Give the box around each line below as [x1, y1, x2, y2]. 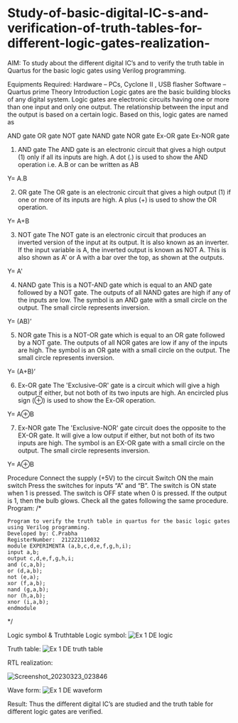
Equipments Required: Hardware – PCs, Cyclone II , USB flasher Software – [7, 80, 227, 88]
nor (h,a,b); [7, 592, 46, 599]
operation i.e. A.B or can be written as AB [17, 160, 139, 168]
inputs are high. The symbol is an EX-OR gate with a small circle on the [17, 438, 225, 447]
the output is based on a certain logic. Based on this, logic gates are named [7, 110, 229, 119]
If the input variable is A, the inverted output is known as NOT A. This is [17, 245, 227, 254]
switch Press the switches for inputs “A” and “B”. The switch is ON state [7, 481, 217, 489]
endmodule [7, 604, 37, 611]
